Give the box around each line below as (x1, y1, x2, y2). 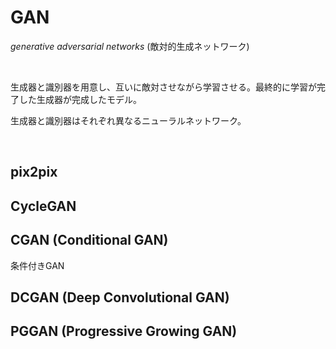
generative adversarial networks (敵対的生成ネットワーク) (10, 40, 250, 52)
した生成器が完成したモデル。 (18, 93, 142, 105)
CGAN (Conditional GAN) (10, 232, 169, 249)
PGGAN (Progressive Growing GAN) (10, 323, 238, 340)
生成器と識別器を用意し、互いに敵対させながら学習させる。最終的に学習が (10, 81, 317, 93)
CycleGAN (10, 197, 77, 215)
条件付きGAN (10, 259, 65, 271)
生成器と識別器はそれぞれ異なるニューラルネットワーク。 (10, 114, 247, 126)
